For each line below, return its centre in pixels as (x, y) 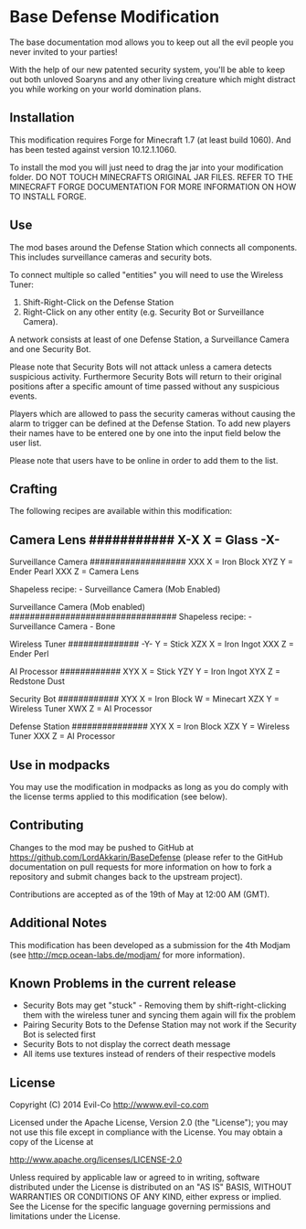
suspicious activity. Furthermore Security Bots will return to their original (146, 376)
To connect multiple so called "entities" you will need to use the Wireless (147, 274)
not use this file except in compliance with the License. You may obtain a (146, 1132)
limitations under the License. (65, 1216)
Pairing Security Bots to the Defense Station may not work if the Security (159, 1025)
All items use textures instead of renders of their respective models (149, 1054)
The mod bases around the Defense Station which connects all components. (153, 247)
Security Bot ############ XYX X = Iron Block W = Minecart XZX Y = (145, 699)
